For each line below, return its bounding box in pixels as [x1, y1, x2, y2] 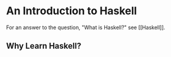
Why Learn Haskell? [6, 41, 82, 51]
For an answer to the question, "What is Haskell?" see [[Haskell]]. [6, 24, 166, 31]
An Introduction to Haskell [6, 4, 137, 18]
